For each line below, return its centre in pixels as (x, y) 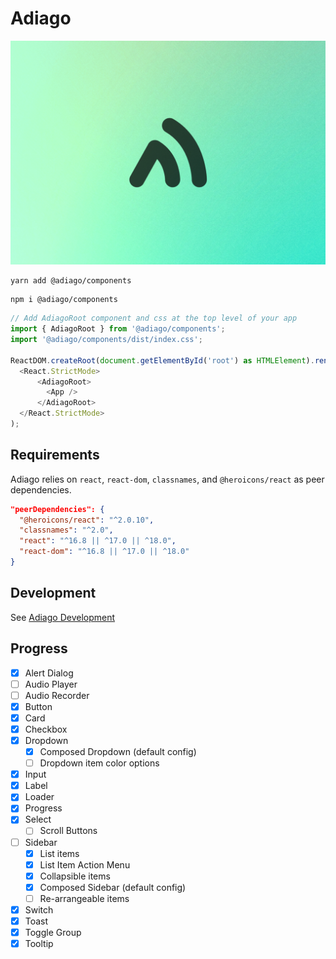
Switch (39, 909)
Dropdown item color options (99, 763)
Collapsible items (75, 876)
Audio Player (51, 684)
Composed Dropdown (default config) (118, 751)
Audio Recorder (57, 695)
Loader (39, 797)
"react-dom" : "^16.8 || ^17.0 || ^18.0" (104, 552)
